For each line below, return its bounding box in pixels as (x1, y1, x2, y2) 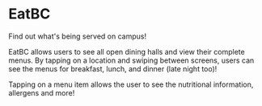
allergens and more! (8, 88, 75, 97)
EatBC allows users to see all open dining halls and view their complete (8, 47, 245, 56)
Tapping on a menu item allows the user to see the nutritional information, (8, 79, 254, 89)
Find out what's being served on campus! (8, 31, 147, 41)
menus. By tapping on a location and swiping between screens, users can (8, 55, 255, 65)
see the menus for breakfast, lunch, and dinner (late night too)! (8, 63, 218, 73)
